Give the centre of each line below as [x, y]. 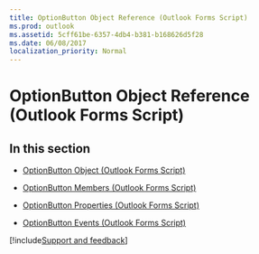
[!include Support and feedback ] [69, 240]
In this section [50, 149]
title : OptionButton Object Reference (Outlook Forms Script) [129, 18]
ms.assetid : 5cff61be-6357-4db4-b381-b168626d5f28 [106, 34]
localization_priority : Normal [68, 52]
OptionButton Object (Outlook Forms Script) [104, 170]
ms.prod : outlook [42, 26]
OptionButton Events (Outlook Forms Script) [104, 223]
